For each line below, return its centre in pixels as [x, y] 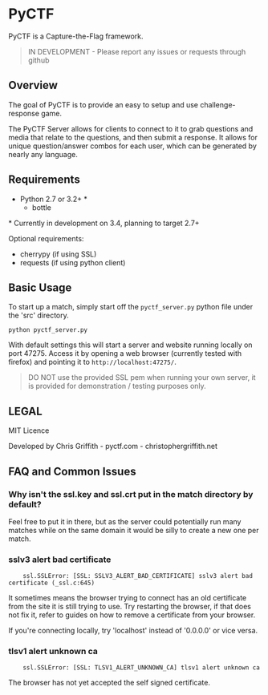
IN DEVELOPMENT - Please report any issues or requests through [137, 51]
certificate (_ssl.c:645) [51, 583]
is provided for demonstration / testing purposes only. [117, 386]
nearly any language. [43, 154]
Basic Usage [40, 287]
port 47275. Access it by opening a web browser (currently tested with [125, 354]
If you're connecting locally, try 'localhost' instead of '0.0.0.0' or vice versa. [133, 631]
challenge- [218, 104]
